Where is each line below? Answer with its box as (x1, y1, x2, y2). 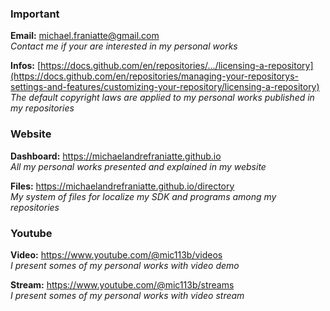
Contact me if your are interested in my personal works (10, 40, 238, 52)
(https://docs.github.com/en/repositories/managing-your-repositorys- (10, 70, 300, 82)
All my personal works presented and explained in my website (10, 160, 267, 172)
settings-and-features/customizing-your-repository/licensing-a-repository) (10, 81, 320, 93)
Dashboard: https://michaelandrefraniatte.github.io (10, 150, 222, 162)
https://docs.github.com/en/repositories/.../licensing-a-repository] (40, 60, 314, 72)
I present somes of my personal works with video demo (10, 259, 240, 271)
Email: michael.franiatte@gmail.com (10, 30, 160, 42)
